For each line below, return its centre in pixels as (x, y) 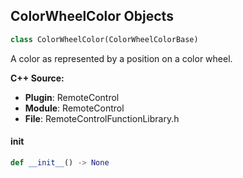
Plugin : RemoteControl (72, 97)
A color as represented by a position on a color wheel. (121, 58)
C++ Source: (37, 78)
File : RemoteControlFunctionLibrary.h (102, 118)
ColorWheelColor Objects (92, 16)
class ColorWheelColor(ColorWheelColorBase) (104, 39)
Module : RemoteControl (74, 108)
